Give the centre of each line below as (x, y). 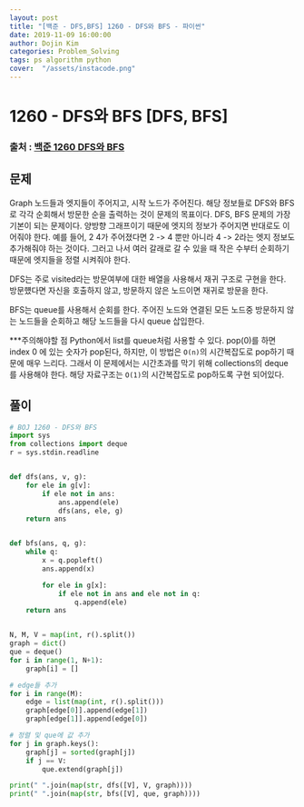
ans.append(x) (69, 569)
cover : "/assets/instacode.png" (73, 69)
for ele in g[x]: (74, 585)
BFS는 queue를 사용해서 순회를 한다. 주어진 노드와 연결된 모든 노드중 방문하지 (147, 309)
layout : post (34, 18)
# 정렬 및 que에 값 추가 (50, 736)
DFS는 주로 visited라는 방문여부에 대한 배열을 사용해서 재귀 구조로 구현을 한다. (148, 279)
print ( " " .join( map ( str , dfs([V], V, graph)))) (101, 786)
